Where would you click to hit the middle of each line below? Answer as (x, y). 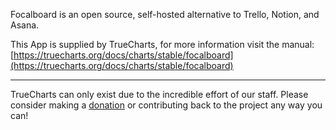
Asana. (25, 25)
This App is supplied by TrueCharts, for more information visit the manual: (162, 44)
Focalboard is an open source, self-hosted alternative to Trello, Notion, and (165, 14)
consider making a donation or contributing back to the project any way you (166, 105)
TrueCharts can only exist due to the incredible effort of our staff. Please (159, 94)
